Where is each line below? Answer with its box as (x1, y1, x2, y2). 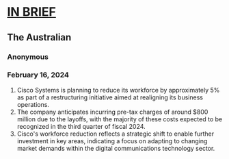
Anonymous (7, 52, 49, 62)
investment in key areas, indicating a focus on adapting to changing (16, 136, 208, 145)
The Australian (7, 32, 72, 43)
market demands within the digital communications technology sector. (16, 144, 215, 152)
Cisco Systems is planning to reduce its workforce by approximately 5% (16, 86, 220, 94)
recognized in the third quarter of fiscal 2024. (16, 122, 146, 130)
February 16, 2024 (7, 70, 70, 79)
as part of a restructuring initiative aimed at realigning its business (16, 93, 204, 101)
